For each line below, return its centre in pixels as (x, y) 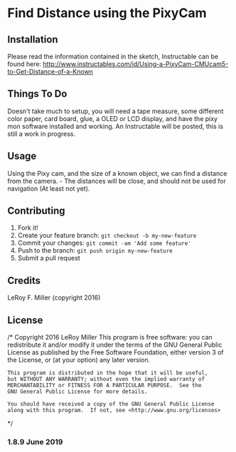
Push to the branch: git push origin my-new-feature (95, 251)
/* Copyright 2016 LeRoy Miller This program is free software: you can (110, 337)
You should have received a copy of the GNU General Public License (111, 404)
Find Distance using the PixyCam (107, 13)
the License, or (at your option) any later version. (79, 360)
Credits (24, 280)
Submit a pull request (49, 258)
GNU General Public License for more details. (77, 392)
